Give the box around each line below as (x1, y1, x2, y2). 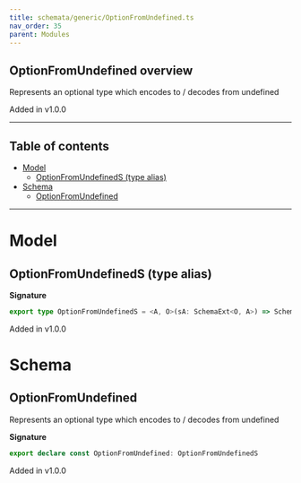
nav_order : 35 (9, 22, 63, 30)
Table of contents (9, 138, 109, 153)
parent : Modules (9, 30, 70, 39)
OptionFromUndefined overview (9, 63, 193, 78)
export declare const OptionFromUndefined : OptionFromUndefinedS (9, 449, 258, 458)
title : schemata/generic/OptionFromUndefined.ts (9, 13, 194, 22)
